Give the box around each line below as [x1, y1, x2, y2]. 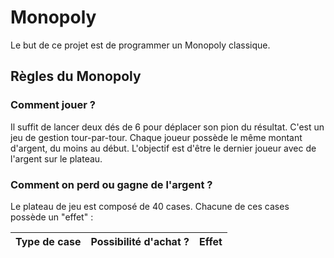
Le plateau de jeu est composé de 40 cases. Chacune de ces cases [10, 200, 290, 212]
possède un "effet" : [10, 211, 94, 223]
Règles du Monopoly [10, 68, 142, 85]
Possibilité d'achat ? [90, 234, 190, 248]
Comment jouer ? [10, 98, 96, 112]
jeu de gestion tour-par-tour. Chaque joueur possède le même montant [10, 131, 303, 143]
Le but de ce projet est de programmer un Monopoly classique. [10, 39, 271, 51]
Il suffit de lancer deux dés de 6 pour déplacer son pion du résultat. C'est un [10, 121, 325, 133]
